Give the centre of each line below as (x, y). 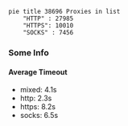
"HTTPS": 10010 (48, 26)
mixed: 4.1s (38, 90)
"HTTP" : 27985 (48, 18)
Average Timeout (38, 71)
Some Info (29, 52)
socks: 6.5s (39, 116)
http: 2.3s (36, 98)
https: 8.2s (38, 107)
